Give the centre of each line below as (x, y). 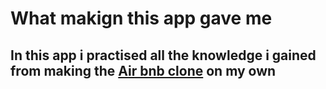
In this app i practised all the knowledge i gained (163, 55)
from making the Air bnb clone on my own (143, 70)
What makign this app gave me (141, 18)
